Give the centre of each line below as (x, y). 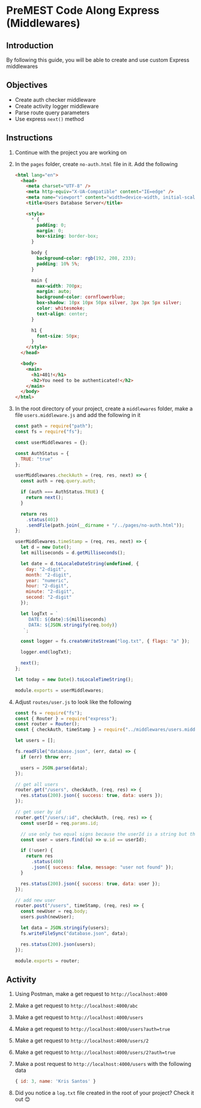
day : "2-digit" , (46, 569)
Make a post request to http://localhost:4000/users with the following (103, 1064)
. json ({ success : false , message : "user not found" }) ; (102, 867)
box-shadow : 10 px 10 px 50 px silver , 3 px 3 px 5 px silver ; (109, 303)
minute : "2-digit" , (50, 592)
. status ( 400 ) (47, 862)
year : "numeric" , (48, 580)
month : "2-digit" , (49, 575)
